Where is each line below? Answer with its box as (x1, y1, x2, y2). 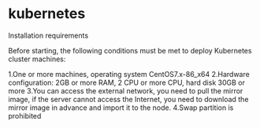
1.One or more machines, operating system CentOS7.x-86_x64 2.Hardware (8, 69, 250, 79)
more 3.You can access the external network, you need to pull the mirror (8, 86, 243, 95)
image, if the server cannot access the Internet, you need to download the (8, 94, 249, 104)
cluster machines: (8, 54, 66, 64)
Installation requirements (8, 31, 89, 40)
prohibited (8, 111, 42, 120)
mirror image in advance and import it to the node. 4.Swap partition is (8, 103, 234, 112)
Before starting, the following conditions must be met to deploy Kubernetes (8, 46, 252, 55)
